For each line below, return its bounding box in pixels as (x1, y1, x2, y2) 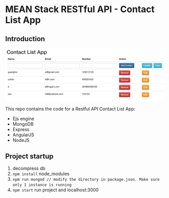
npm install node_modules (12, 171, 70, 177)
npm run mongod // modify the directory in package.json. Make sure (12, 177, 160, 182)
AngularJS (12, 132, 34, 138)
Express (12, 127, 30, 133)
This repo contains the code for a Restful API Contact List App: (5, 106, 136, 112)
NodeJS (12, 137, 30, 143)
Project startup (5, 152, 54, 161)
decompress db (12, 166, 45, 172)
